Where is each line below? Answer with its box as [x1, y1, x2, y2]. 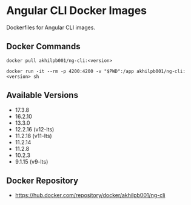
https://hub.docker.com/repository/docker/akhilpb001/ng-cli [15, 192, 166, 199]
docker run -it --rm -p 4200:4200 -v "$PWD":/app [6, 68, 135, 74]
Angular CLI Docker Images [6, 4, 147, 18]
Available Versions [6, 90, 79, 100]
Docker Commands [6, 41, 81, 52]
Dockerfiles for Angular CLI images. [6, 24, 96, 31]
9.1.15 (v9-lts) [15, 158, 49, 165]
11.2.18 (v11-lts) [15, 132, 53, 139]
